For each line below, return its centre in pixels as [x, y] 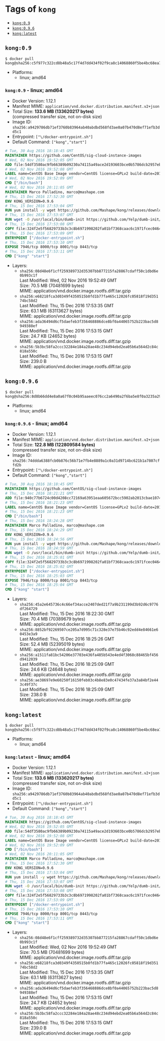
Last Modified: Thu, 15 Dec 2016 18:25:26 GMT [67, 639]
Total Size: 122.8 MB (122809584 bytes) [54, 445]
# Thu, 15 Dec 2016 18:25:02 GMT [39, 567]
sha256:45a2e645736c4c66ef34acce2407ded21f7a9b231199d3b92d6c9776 [89, 605]
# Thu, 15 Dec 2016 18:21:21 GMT [39, 493]
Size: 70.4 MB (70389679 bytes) [52, 619]
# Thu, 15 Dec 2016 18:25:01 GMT [39, 557]
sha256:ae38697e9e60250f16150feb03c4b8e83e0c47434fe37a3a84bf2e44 [89, 681]
